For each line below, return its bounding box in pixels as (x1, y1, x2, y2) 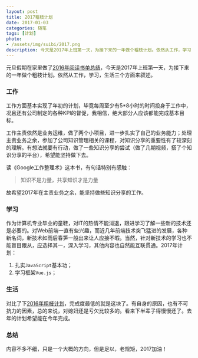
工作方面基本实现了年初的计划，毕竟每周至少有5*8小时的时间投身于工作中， (6, 102, 192, 109)
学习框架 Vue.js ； (14, 269, 57, 276)
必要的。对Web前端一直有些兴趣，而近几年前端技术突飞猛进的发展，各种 (11, 227, 187, 234)
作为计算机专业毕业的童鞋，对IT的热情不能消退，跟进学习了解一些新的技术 (6, 219, 187, 227)
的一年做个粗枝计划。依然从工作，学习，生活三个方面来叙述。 (6, 71, 156, 78)
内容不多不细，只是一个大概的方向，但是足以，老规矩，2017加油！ (6, 345, 167, 352)
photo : (6, 36, 22, 42)
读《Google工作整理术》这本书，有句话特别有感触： (6, 164, 133, 171)
